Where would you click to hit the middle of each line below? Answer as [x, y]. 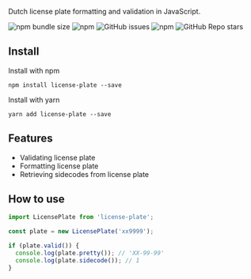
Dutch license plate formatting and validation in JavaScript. [105, 11]
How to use [36, 200]
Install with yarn [34, 100]
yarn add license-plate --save [60, 114]
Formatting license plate [59, 166]
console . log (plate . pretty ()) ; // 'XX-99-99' [90, 253]
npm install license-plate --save [65, 85]
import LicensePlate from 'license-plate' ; [81, 217]
